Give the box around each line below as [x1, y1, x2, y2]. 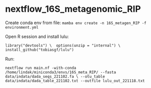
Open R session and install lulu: [5, 33, 69, 39]
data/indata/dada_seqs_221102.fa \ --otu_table [5, 74, 105, 79]
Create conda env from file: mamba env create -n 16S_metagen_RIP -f [5, 20, 147, 26]
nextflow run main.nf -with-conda [5, 65, 77, 70]
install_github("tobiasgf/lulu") [5, 47, 74, 52]
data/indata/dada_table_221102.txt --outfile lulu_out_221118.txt [5, 78, 145, 83]
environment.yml [5, 25, 39, 30]
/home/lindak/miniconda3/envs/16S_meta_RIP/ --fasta [5, 70, 116, 75]
